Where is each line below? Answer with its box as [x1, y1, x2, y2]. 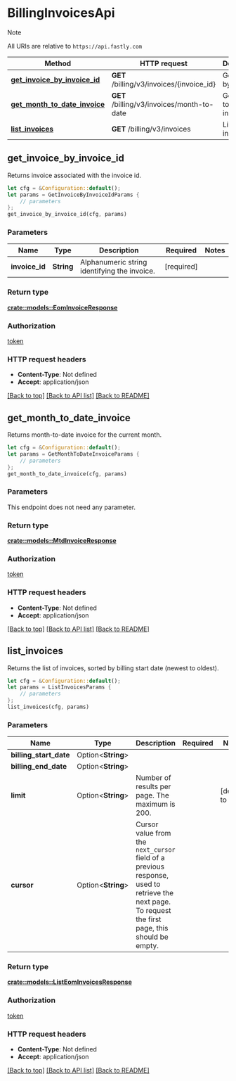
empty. [136, 941, 159, 951]
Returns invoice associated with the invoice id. [7, 171, 142, 179]
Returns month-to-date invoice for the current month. [7, 430, 162, 439]
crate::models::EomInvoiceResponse [7, 303, 118, 312]
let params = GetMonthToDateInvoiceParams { [7, 451, 140, 458]
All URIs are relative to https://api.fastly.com [7, 41, 143, 50]
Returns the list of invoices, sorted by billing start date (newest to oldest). [7, 663, 219, 672]
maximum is [136, 800, 176, 810]
